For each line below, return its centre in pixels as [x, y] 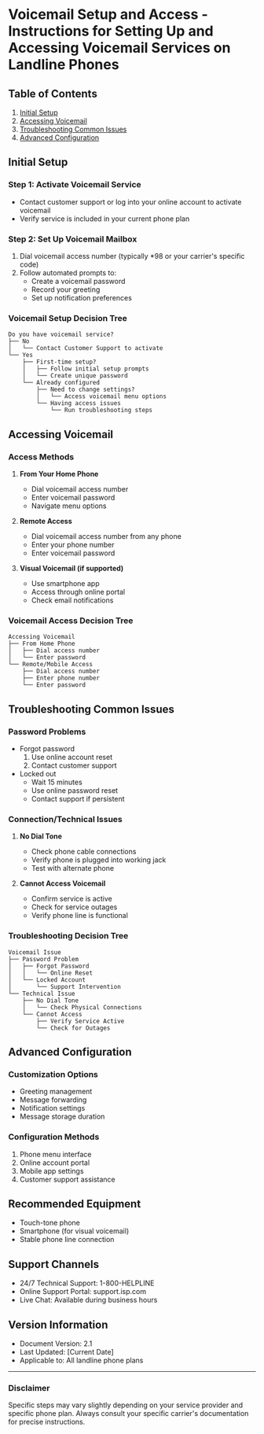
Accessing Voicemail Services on [119, 48]
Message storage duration [62, 1117]
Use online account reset [71, 757]
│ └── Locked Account [47, 980]
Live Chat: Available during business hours [88, 1300]
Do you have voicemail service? [61, 335]
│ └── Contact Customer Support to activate [86, 348]
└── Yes [21, 356]
